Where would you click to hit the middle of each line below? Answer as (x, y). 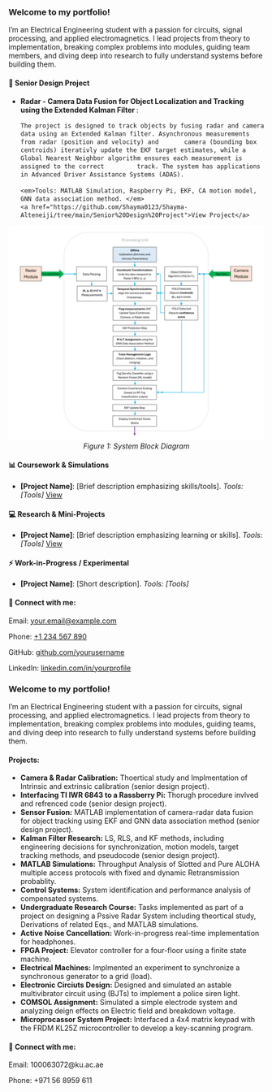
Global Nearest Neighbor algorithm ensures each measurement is (131, 158)
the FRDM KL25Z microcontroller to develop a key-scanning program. (136, 1028)
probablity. (38, 882)
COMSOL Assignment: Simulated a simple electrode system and (129, 1003)
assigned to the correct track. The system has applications (140, 166)
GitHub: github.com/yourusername (67, 652)
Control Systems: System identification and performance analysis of (136, 890)
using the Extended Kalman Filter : (80, 110)
